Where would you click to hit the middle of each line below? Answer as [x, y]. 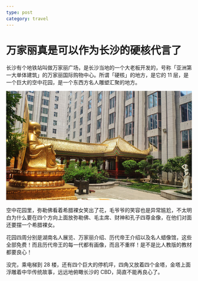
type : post [19, 12]
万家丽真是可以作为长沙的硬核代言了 [94, 50]
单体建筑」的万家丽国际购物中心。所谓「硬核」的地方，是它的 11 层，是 [103, 75]
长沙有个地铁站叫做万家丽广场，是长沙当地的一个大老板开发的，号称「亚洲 [96, 68]
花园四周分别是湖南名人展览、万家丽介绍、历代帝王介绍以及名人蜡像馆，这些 [99, 237]
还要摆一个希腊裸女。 [32, 224]
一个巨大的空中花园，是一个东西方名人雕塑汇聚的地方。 [73, 82]
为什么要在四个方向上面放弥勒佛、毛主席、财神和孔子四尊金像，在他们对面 [101, 217]
